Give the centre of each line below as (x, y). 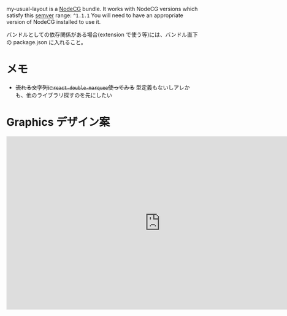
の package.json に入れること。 (47, 42)
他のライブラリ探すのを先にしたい (69, 95)
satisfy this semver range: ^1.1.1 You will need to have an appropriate (95, 15)
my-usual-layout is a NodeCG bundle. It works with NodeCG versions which (102, 9)
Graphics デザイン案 (58, 122)
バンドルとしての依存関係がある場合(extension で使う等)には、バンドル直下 (102, 34)
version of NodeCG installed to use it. (54, 22)
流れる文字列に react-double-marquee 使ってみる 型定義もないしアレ (100, 87)
